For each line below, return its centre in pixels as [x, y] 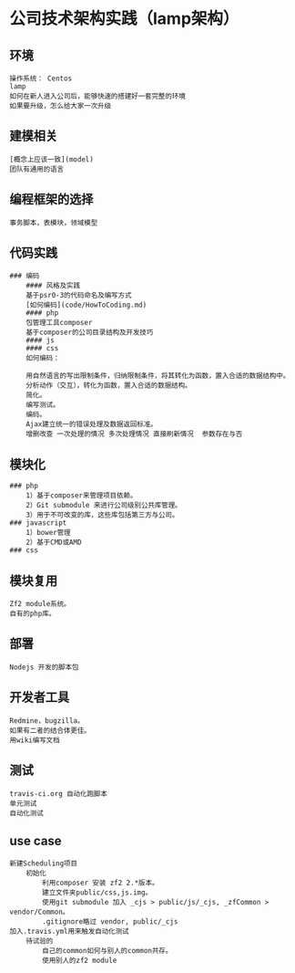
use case [36, 841]
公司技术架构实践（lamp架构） [124, 19]
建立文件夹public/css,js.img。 [97, 893]
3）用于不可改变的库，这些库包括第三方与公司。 [102, 515]
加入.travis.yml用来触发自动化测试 [69, 932]
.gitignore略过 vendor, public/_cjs [110, 922]
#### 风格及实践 [53, 286]
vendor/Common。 [40, 912]
